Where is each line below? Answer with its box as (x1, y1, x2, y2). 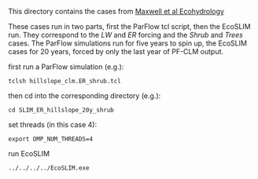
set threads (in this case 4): (8, 120, 97, 129)
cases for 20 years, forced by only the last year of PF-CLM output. (8, 47, 224, 56)
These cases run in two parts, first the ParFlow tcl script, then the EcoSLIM (8, 22, 251, 31)
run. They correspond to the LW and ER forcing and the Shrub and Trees (8, 31, 244, 39)
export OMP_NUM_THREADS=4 (8, 135, 93, 143)
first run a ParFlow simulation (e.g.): (8, 62, 124, 71)
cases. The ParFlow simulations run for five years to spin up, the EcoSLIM (8, 38, 248, 48)
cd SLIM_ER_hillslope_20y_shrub (8, 106, 114, 114)
